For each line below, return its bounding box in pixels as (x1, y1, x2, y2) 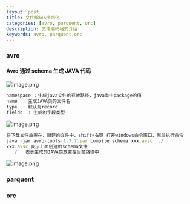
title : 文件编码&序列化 (6, 15, 60, 21)
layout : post (6, 8, 39, 15)
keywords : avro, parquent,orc (6, 31, 83, 38)
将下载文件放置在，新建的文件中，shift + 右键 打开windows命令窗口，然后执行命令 (6, 132, 184, 138)
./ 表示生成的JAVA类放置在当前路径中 (11, 149, 100, 155)
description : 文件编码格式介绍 (6, 25, 78, 32)
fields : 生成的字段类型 (6, 110, 65, 116)
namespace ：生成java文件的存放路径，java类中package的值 (6, 93, 142, 99)
